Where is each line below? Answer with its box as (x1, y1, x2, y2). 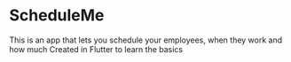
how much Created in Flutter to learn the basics (9, 43, 184, 54)
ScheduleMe (9, 5, 105, 26)
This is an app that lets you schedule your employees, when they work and (9, 35, 283, 45)
